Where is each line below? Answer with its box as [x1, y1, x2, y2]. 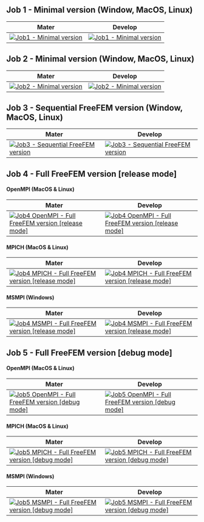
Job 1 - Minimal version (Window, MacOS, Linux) [6, 5, 193, 15]
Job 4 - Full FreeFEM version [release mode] [6, 168, 177, 179]
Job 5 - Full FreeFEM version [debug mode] [6, 348, 173, 358]
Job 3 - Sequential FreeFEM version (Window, [6, 103, 183, 113]
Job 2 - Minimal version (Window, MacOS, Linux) [6, 54, 195, 64]
